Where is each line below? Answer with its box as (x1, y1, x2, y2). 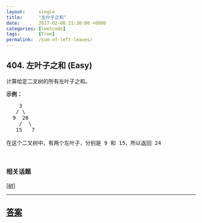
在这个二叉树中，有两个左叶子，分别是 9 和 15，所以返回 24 (6, 139, 161, 146)
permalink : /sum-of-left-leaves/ (6, 37, 93, 43)
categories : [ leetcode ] (6, 25, 66, 32)
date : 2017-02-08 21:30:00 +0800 (6, 20, 106, 26)
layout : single (6, 8, 55, 15)
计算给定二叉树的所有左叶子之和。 (6, 78, 91, 85)
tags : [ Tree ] (6, 31, 55, 37)
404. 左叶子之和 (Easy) (6, 61, 93, 71)
